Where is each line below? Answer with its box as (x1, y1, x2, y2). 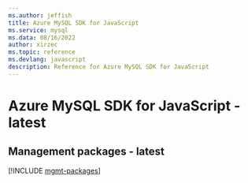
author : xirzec (8, 41, 58, 49)
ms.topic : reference (8, 48, 76, 56)
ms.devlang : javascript (8, 56, 87, 64)
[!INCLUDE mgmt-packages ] (8, 166, 101, 175)
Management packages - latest (8, 145, 165, 159)
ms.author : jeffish (8, 11, 72, 20)
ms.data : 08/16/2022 (8, 33, 76, 42)
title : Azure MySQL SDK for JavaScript (8, 19, 139, 27)
